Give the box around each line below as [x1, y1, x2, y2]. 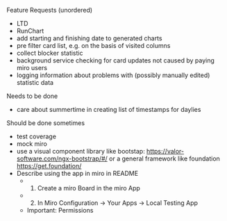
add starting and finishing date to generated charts [16, 34, 162, 42]
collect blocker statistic [16, 49, 83, 57]
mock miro [16, 140, 48, 148]
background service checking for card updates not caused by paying [16, 56, 215, 65]
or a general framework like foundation [109, 154, 220, 163]
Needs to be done [6, 92, 58, 100]
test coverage [16, 132, 57, 140]
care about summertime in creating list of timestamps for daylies [16, 106, 201, 113]
